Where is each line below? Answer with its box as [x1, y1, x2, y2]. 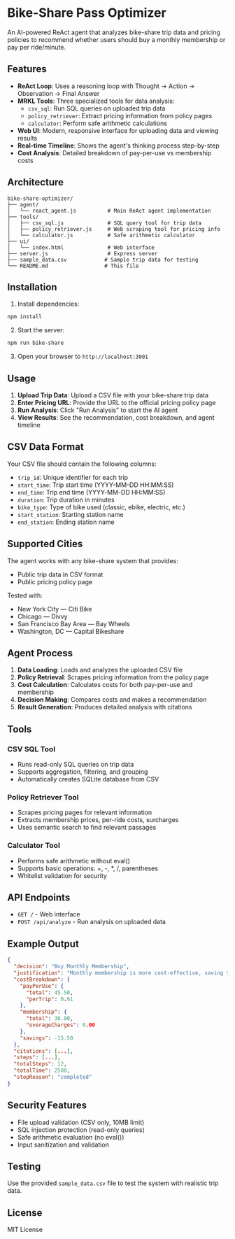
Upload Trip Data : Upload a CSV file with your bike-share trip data [17, 390, 208, 399]
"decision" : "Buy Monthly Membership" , [13, 963, 130, 970]
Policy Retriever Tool [7, 792, 79, 802]
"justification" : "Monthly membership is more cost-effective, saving [13, 970, 224, 977]
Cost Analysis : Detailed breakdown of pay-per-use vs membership [17, 148, 212, 157]
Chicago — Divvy [17, 612, 68, 621]
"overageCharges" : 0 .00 [25, 1021, 96, 1029]
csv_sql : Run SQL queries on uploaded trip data [27, 104, 166, 113]
